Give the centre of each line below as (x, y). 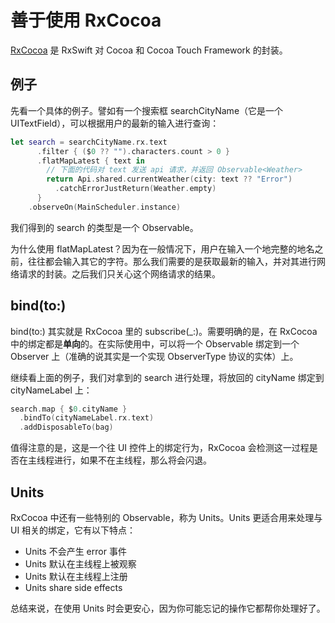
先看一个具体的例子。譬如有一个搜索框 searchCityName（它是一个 (147, 110)
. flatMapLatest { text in (90, 161)
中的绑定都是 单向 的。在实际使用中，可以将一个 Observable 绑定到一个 (155, 343)
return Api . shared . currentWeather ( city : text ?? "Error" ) (169, 179)
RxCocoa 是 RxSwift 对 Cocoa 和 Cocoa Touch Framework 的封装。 (149, 50)
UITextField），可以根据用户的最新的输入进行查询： (115, 123)
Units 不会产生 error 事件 (75, 551)
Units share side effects (73, 587)
